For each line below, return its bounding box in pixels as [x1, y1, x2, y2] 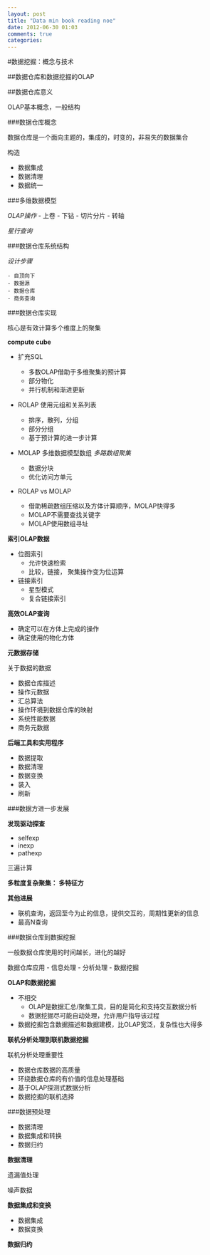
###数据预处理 [7, 1108, 51, 1116]
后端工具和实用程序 [7, 739, 64, 747]
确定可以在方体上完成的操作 [17, 625, 100, 633]
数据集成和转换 [17, 1132, 62, 1140]
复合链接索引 [28, 594, 66, 603]
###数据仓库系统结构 [7, 241, 70, 250]
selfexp [17, 834, 40, 843]
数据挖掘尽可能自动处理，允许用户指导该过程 [28, 1011, 160, 1020]
